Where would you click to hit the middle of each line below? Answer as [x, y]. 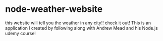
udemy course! [21, 33]
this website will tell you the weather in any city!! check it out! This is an [78, 23]
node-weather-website [54, 9]
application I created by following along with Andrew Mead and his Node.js [81, 28]
